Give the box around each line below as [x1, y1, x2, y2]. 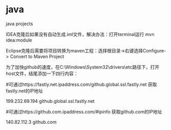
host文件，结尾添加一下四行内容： [6, 70, 79, 77]
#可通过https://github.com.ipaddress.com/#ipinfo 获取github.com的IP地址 [6, 108, 162, 115]
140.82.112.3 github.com [6, 119, 57, 125]
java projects [6, 21, 33, 27]
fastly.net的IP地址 [6, 87, 43, 94]
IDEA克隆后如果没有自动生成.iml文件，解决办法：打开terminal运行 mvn [6, 31, 155, 37]
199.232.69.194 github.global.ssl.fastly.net [6, 98, 95, 104]
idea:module [6, 37, 32, 43]
